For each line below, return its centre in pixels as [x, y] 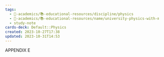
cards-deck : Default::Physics [36, 28]
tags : [10, 9]
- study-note [23, 23]
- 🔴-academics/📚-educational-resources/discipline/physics [72, 14]
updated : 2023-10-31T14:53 [32, 37]
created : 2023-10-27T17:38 [32, 32]
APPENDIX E [18, 50]
